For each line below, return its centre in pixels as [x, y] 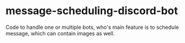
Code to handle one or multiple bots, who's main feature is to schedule [92, 27]
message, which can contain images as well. [60, 33]
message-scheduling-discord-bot [92, 11]
